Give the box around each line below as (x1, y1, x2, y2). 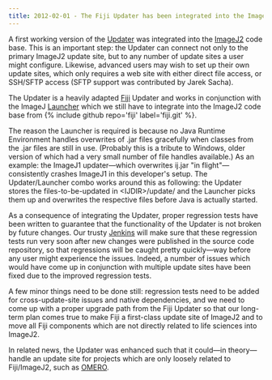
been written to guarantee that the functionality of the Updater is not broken (8, 219, 261, 228)
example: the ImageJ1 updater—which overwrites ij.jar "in (8, 160, 201, 170)
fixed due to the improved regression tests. (8, 271, 152, 280)
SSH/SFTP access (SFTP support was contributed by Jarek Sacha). (8, 77, 234, 87)
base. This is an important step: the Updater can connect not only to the (8, 42, 249, 53)
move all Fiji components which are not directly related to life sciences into (8, 321, 257, 331)
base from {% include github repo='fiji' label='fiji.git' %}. (8, 110, 197, 120)
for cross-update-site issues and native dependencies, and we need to (8, 295, 245, 305)
